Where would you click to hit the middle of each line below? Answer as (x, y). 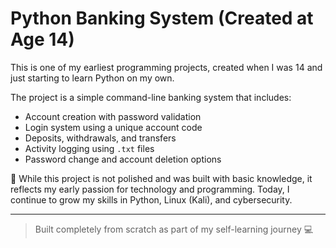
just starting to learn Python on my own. (92, 78)
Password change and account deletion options (123, 159)
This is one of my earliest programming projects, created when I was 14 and (166, 67)
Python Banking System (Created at (162, 18)
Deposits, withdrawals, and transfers (100, 138)
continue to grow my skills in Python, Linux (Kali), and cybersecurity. (151, 199)
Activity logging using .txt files (89, 148)
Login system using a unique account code (113, 127)
